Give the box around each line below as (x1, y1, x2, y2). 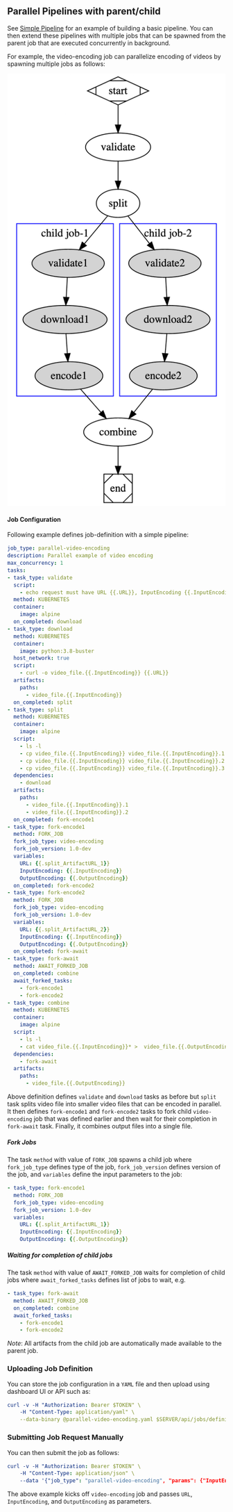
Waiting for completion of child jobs (7, 1251, 113, 1259)
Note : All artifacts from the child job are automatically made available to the (7, 1339, 222, 1347)
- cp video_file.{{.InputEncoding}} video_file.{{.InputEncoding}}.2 (19, 757, 225, 764)
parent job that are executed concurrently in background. (7, 38, 171, 47)
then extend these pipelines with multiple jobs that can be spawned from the (7, 31, 226, 40)
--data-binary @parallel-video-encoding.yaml (19, 1416, 154, 1423)
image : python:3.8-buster (19, 648, 95, 655)
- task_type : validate (7, 574, 73, 581)
